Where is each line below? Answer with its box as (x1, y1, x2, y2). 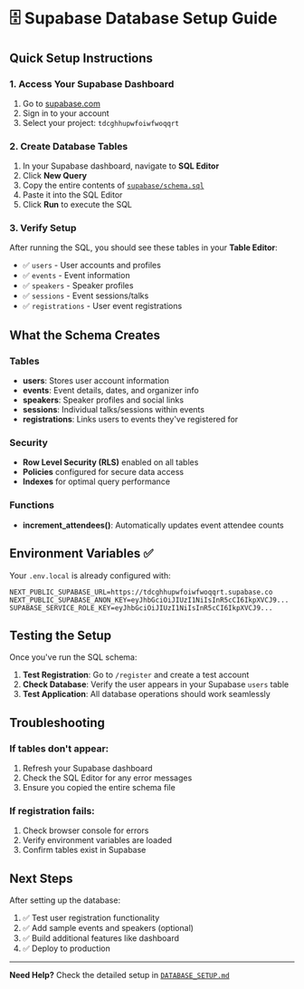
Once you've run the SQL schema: (9, 652, 138, 663)
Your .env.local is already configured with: (9, 569, 172, 581)
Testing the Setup (9, 627, 111, 643)
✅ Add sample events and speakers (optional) (22, 923, 195, 934)
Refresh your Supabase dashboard (22, 763, 153, 774)
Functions (9, 499, 54, 511)
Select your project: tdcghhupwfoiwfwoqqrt (22, 117, 179, 128)
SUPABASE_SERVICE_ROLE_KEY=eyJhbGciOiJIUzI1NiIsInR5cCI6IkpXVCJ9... (9, 603, 273, 613)
